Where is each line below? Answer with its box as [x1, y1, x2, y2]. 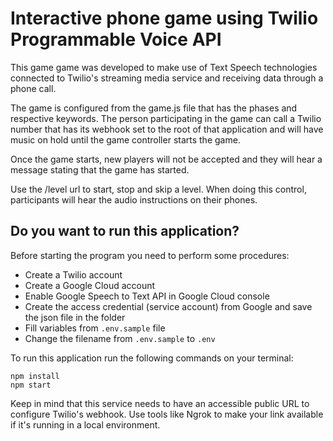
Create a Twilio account [24, 268, 123, 281]
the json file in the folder [24, 311, 126, 323]
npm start [10, 380, 52, 390]
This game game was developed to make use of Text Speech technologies [10, 61, 318, 73]
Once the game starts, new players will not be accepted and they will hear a [10, 153, 323, 165]
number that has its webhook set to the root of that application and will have [10, 123, 324, 135]
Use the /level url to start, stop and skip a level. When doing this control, [10, 183, 307, 195]
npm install [10, 371, 60, 381]
